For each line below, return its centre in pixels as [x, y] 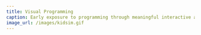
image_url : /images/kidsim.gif [45, 23]
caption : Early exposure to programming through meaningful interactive [99, 17]
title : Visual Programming [40, 12]
